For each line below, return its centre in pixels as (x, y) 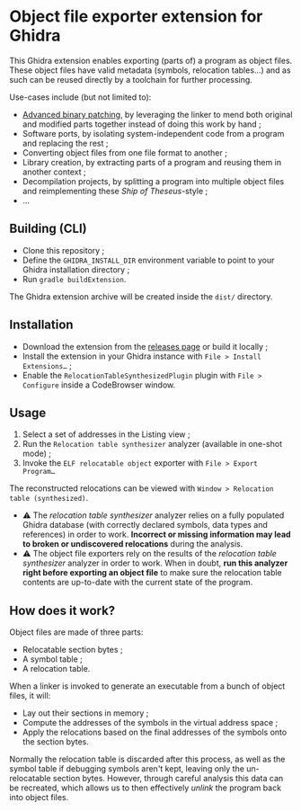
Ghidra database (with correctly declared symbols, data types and (145, 525)
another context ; (54, 172)
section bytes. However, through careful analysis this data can (168, 779)
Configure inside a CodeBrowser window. (99, 385)
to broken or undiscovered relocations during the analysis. (133, 544)
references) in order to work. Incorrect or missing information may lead (156, 535)
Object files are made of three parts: (76, 632)
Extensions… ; (47, 365)
